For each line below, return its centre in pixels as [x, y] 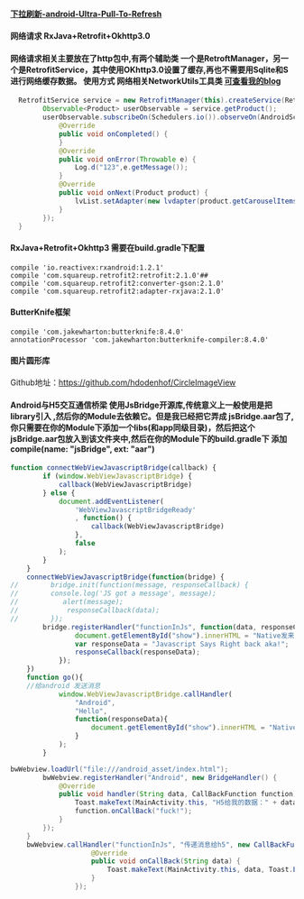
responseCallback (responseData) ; [138, 652]
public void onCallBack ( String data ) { [166, 861]
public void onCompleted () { [113, 134]
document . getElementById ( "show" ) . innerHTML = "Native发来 [184, 636]
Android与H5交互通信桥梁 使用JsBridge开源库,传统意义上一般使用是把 [142, 405]
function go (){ [55, 678]
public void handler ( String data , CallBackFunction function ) [178, 794]
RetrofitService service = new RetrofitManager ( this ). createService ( [152, 101]
